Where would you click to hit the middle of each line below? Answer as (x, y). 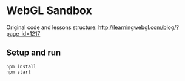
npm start (19, 72)
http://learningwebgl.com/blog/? (139, 27)
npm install (21, 66)
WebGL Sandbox (49, 11)
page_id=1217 (23, 33)
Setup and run (34, 53)
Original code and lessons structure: (52, 27)
